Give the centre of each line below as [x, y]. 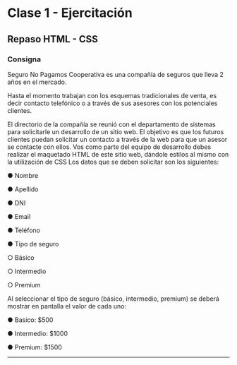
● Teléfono [24, 230]
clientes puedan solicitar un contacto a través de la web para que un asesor [117, 139]
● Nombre [23, 175]
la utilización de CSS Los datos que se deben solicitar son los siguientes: [113, 162]
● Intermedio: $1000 [38, 333]
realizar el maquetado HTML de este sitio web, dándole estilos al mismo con [118, 154]
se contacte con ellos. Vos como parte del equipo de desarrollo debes [109, 147]
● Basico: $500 [30, 320]
